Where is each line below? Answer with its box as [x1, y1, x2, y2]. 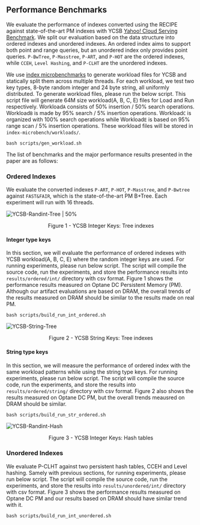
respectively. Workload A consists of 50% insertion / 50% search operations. [6, 102, 195, 110]
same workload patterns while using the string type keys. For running [6, 368, 178, 376]
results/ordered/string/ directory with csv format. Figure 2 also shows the [6, 387, 194, 394]
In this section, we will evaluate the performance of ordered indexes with [6, 250, 186, 257]
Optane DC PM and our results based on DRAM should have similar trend [6, 494, 187, 502]
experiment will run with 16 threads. [6, 199, 94, 206]
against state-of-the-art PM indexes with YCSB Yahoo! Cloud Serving [6, 27, 178, 34]
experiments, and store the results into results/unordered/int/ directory [6, 482, 186, 489]
